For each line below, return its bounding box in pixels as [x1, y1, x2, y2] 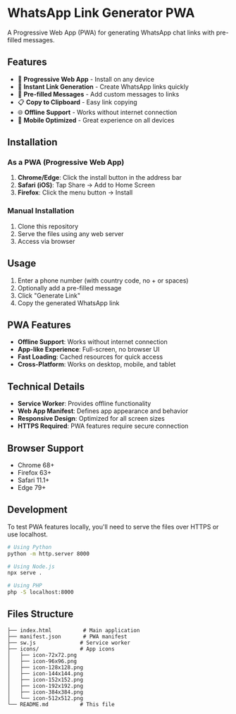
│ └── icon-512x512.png [7, 694, 83, 702]
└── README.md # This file [7, 701, 115, 708]
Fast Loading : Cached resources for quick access [17, 352, 163, 361]
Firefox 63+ [17, 468, 51, 476]
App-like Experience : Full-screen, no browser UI [17, 345, 160, 354]
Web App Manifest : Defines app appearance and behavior [17, 407, 189, 415]
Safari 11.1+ [17, 476, 50, 484]
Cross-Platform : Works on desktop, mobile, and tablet [17, 360, 176, 369]
